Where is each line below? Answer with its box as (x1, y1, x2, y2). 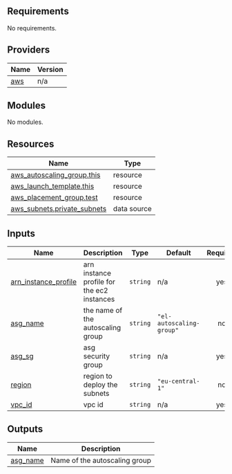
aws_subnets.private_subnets (10, 204, 107, 214)
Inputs (7, 228, 36, 239)
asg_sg (10, 352, 34, 361)
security (83, 352, 110, 361)
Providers (7, 44, 50, 56)
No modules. (7, 118, 43, 127)
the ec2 (83, 286, 108, 295)
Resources (7, 138, 55, 149)
